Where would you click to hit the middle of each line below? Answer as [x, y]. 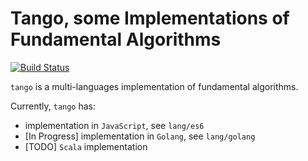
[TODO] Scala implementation [86, 146]
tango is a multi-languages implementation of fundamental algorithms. [154, 86]
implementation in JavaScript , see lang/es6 [114, 125]
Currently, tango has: [53, 106]
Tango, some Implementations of [150, 18]
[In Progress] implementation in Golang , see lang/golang [140, 136]
